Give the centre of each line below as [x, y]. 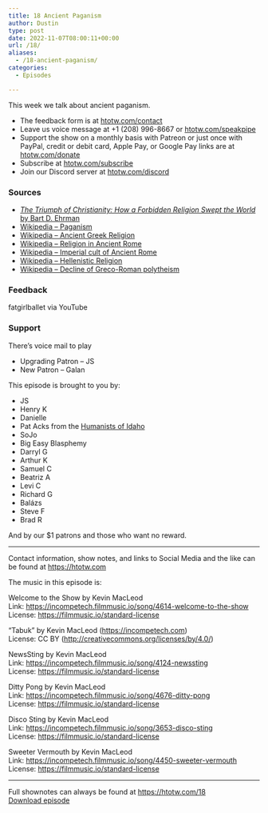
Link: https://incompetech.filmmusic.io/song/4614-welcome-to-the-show [128, 606]
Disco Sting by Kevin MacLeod [59, 719]
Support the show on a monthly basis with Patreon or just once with [131, 138]
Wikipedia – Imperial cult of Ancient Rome [89, 252]
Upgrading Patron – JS [57, 361]
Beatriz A [35, 477]
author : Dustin [33, 23]
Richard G [36, 494]
